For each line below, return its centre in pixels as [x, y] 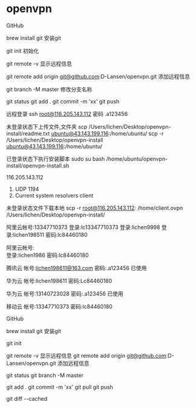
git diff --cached [27, 398]
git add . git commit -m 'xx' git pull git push [60, 387]
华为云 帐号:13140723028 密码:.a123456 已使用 [65, 293]
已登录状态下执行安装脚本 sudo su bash [56, 158]
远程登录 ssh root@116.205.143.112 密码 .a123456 [67, 114]
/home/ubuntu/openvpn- [137, 158]
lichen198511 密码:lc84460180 [50, 235]
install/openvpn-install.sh [38, 166]
